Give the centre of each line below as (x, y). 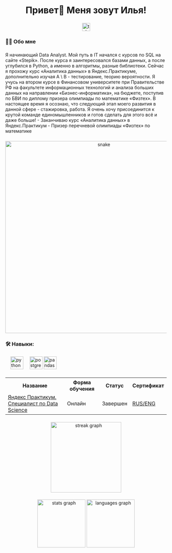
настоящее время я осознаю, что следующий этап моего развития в (81, 103)
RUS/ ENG (144, 403)
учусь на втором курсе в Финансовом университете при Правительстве (85, 82)
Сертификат (148, 386)
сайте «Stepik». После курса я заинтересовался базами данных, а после (85, 60)
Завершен (115, 403)
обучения (82, 389)
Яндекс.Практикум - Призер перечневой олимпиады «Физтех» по (78, 125)
